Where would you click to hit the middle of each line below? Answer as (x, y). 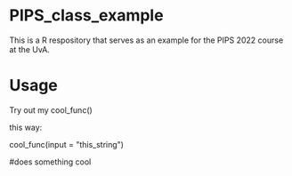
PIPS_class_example (86, 16)
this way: (26, 127)
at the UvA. (30, 49)
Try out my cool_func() (51, 110)
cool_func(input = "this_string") (67, 144)
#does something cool (50, 162)
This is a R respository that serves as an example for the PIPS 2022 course (146, 40)
